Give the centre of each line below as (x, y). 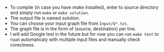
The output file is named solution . (45, 18)
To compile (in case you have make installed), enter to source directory (84, 7)
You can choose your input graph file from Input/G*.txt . (69, 23)
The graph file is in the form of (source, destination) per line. (73, 29)
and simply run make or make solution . (50, 13)
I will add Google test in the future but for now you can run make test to (84, 34)
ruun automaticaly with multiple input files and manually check (75, 39)
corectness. (23, 45)
